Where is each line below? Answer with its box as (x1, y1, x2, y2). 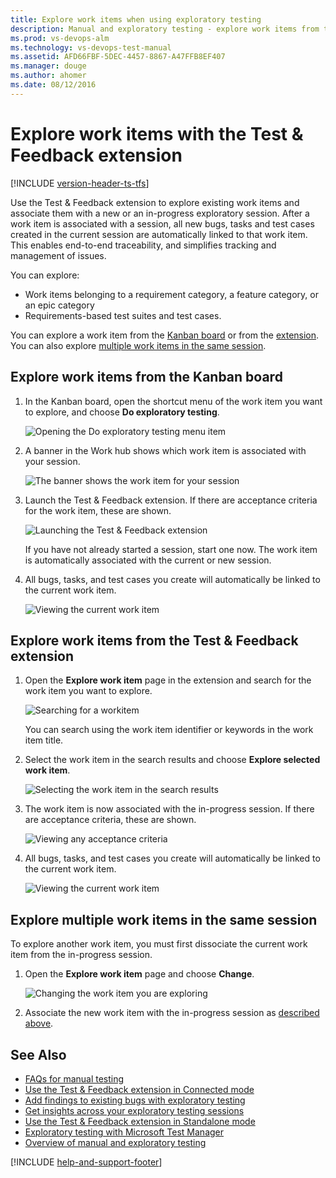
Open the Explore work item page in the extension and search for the (24, 674, 312, 686)
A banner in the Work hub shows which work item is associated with (24, 444, 307, 456)
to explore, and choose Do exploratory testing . (24, 406, 220, 418)
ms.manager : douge (10, 61, 87, 71)
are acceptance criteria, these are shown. (24, 814, 197, 826)
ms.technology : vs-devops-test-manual (10, 42, 172, 53)
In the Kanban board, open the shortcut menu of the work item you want (24, 395, 323, 407)
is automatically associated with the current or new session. (24, 554, 272, 566)
